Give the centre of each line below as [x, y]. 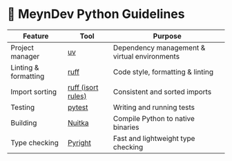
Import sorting [34, 91]
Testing [23, 107]
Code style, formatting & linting [163, 72]
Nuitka [78, 122]
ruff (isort [83, 87]
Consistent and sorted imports [162, 91]
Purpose [167, 36]
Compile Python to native [154, 118]
